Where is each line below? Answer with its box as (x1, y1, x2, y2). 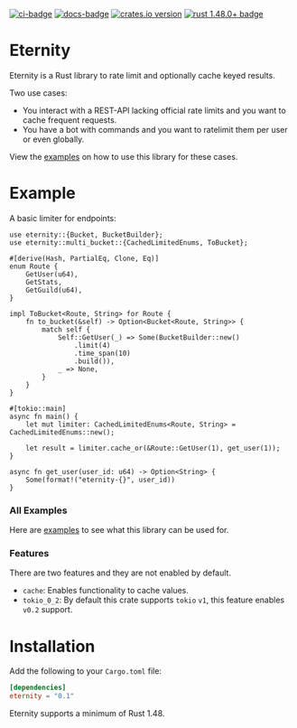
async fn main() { (9, 412, 79, 421)
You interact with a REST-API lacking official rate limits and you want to (22, 105, 286, 116)
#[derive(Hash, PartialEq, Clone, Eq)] (9, 254, 160, 263)
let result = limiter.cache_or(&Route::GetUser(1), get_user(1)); (25, 443, 281, 453)
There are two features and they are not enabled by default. (9, 567, 232, 578)
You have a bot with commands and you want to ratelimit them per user (22, 124, 289, 135)
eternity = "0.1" (9, 692, 75, 701)
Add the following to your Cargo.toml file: (9, 666, 162, 677)
